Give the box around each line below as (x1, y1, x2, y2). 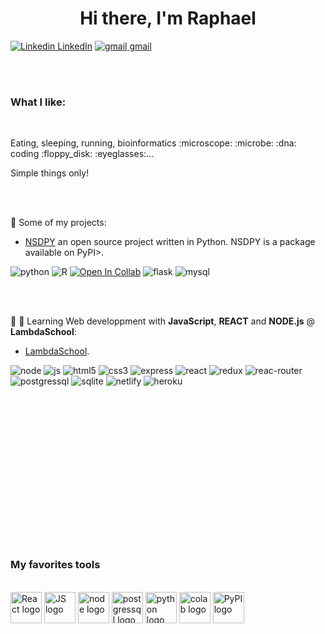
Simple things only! (10, 167, 90, 179)
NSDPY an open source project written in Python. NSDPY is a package (24, 236, 316, 248)
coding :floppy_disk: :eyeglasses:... (10, 148, 155, 160)
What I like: (10, 95, 67, 109)
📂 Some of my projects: (10, 217, 107, 229)
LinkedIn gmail (57, 40, 152, 52)
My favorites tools (10, 558, 101, 572)
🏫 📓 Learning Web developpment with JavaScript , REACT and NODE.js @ (10, 315, 316, 327)
